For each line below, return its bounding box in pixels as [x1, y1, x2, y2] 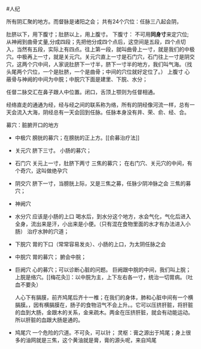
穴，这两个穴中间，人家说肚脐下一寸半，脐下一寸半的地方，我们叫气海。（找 [6, 61, 193, 68]
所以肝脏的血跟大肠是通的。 [14, 317, 84, 323]
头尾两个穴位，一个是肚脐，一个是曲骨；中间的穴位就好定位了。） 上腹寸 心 [6, 68, 190, 75]
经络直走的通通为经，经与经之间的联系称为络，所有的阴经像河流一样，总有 [6, 101, 190, 108]
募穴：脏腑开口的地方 [6, 122, 59, 128]
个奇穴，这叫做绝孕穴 [14, 167, 68, 174]
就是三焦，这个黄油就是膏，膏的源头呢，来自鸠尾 [35, 336, 157, 344]
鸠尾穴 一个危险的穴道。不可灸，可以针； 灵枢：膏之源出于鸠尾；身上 [14, 329, 186, 336]
